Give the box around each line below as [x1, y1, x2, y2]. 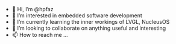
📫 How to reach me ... [11, 32, 68, 38]
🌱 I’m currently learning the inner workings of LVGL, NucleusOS [11, 18, 170, 25]
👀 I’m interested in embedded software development [11, 12, 143, 19]
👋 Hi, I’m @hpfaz [11, 6, 54, 12]
